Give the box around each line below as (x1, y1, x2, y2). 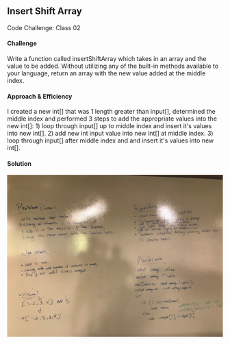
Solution (7, 159, 32, 167)
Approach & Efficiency (7, 92, 73, 100)
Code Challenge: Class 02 (7, 23, 81, 32)
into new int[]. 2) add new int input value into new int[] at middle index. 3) (7, 130, 214, 138)
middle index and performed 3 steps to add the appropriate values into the (7, 114, 218, 123)
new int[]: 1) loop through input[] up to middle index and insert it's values (7, 122, 212, 130)
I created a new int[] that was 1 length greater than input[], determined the (7, 108, 216, 116)
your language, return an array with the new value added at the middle (7, 69, 206, 77)
